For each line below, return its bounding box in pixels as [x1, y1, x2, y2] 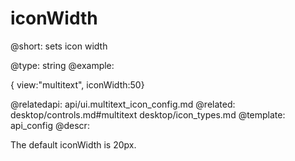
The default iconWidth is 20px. [10, 138, 137, 151]
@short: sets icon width [10, 40, 108, 52]
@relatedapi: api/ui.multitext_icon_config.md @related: [10, 98, 236, 110]
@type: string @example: [10, 59, 115, 71]
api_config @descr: [10, 119, 90, 131]
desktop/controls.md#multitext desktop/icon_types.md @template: [10, 108, 286, 121]
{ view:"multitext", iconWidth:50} [10, 78, 145, 91]
